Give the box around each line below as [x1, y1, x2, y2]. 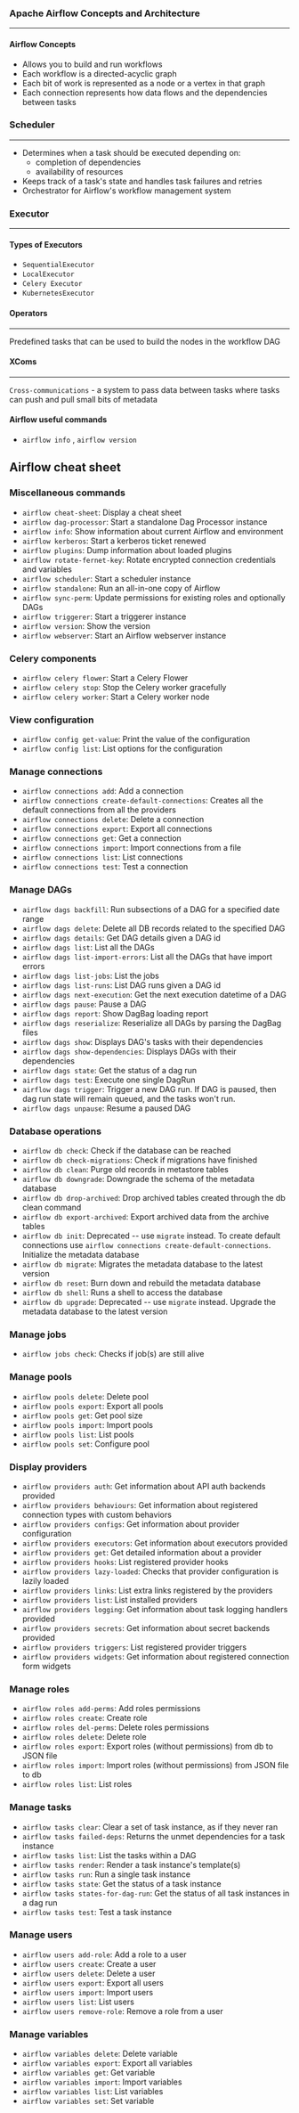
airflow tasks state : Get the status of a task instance [21, 1878, 222, 1889]
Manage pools [9, 1371, 73, 1383]
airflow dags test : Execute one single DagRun [21, 1074, 196, 1085]
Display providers [9, 1460, 87, 1473]
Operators [9, 307, 48, 318]
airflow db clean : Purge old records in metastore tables [21, 1164, 230, 1175]
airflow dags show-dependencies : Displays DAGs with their [21, 1046, 238, 1056]
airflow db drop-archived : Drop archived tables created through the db [21, 1193, 287, 1203]
